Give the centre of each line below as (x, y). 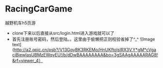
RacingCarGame (39, 9)
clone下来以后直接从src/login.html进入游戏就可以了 (63, 33)
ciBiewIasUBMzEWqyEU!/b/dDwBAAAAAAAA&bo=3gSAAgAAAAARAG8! (85, 54)
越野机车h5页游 (20, 23)
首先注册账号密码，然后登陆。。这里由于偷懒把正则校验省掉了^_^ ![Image (83, 39)
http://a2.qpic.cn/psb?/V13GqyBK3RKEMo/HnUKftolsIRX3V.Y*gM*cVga (85, 50)
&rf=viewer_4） (27, 60)
